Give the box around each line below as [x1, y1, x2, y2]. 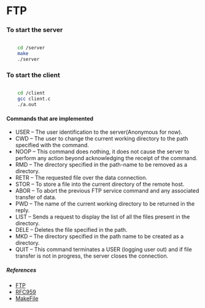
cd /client [17, 90, 45, 96]
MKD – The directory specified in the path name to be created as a [15, 233, 184, 240]
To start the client [6, 71, 60, 80]
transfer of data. [15, 194, 56, 201]
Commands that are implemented [6, 115, 94, 122]
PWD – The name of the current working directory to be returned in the [15, 200, 195, 207]
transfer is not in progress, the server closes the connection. [15, 252, 169, 260]
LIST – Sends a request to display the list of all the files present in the [15, 213, 190, 221]
